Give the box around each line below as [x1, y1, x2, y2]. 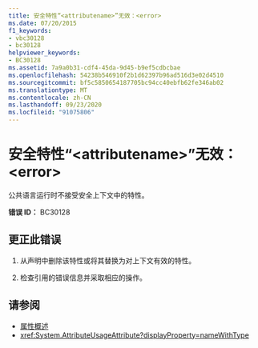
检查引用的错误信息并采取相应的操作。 [19, 273, 147, 282]
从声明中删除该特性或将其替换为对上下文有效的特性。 [19, 255, 196, 265]
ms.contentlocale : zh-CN [8, 94, 91, 102]
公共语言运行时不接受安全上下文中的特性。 [8, 190, 149, 200]
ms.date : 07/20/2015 [8, 19, 78, 27]
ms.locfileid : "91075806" [8, 109, 95, 117]
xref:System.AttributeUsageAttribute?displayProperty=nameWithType [19, 330, 250, 340]
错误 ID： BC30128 [8, 207, 71, 217]
